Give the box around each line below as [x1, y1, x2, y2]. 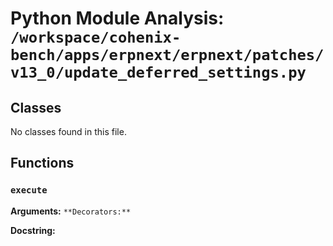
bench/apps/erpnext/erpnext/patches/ [10, 46, 325, 65]
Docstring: [10, 224, 56, 236]
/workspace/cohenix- [10, 28, 182, 47]
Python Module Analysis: [10, 7, 225, 30]
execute [10, 185, 48, 196]
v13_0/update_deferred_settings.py [10, 63, 307, 82]
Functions [10, 155, 75, 172]
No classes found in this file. [10, 126, 127, 137]
